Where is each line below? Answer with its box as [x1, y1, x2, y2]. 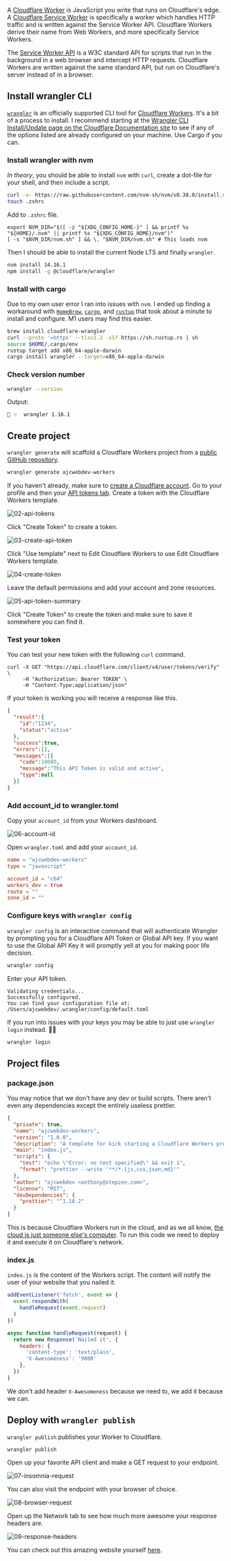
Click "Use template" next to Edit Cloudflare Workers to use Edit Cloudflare [7, 550, 219, 558]
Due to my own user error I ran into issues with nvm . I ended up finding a [7, 299, 211, 308]
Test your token [7, 635, 60, 644]
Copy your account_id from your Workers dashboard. [7, 817, 158, 825]
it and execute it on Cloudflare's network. [7, 1238, 124, 1246]
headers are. [7, 1519, 43, 1527]
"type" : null [19, 772, 54, 779]
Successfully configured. [7, 993, 81, 1001]
